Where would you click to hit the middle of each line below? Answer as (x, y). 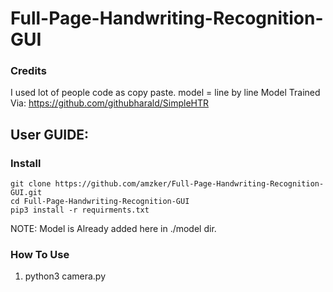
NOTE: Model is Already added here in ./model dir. (113, 229)
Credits (28, 71)
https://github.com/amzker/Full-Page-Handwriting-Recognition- (189, 184)
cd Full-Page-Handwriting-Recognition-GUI (100, 202)
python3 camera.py (65, 276)
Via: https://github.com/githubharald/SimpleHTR (110, 103)
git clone (31, 184)
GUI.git (26, 193)
